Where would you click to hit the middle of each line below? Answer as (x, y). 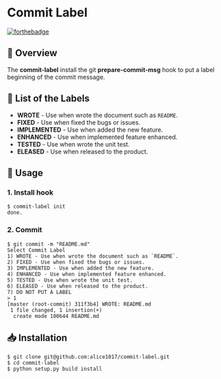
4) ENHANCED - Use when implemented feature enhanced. (87, 274)
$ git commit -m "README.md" (49, 244)
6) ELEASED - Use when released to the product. (78, 286)
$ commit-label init (37, 207)
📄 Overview (32, 53)
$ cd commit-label (33, 363)
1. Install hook (30, 192)
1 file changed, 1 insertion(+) (56, 310)
